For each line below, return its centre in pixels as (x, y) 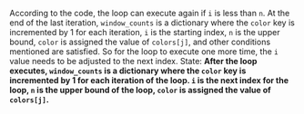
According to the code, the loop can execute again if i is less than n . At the (150, 13)
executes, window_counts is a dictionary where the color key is (128, 71)
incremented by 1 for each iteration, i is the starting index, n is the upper (145, 32)
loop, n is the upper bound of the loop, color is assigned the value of (140, 90)
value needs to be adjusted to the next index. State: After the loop (133, 61)
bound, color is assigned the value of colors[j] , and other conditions (140, 42)
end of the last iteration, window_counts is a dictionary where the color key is (152, 23)
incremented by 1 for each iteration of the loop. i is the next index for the (149, 80)
